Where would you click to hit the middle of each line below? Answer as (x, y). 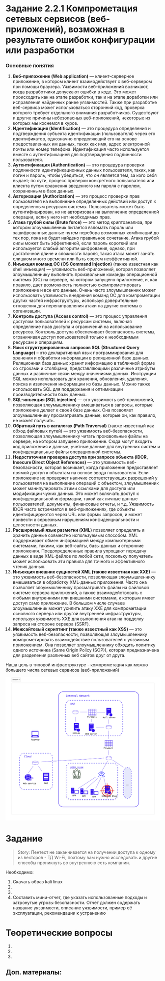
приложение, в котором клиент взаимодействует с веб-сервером (82, 82)
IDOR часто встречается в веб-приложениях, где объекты (74, 509)
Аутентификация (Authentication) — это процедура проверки (78, 165)
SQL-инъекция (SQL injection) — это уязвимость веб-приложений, (83, 400)
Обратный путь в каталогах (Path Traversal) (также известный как (83, 426)
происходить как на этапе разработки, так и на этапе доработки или (85, 97)
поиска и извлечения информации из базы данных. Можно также (82, 384)
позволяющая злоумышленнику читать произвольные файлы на (80, 436)
